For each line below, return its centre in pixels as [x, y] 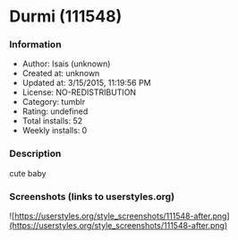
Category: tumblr [54, 102]
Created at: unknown [61, 73]
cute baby [28, 173]
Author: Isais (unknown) [66, 64]
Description [35, 154]
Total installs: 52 [52, 121]
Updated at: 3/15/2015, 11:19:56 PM [86, 83]
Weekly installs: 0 [55, 131]
